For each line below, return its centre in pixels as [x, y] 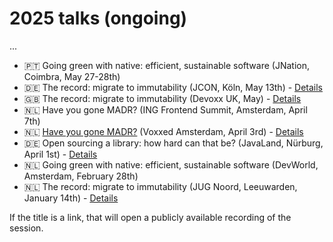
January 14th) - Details [71, 198]
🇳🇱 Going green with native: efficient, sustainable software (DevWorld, [171, 164]
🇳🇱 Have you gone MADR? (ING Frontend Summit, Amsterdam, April [165, 109]
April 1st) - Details [60, 154]
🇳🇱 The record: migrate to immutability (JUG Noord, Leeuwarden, [160, 186]
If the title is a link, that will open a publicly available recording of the [150, 217]
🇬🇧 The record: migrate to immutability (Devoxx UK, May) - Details [162, 98]
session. [26, 228]
